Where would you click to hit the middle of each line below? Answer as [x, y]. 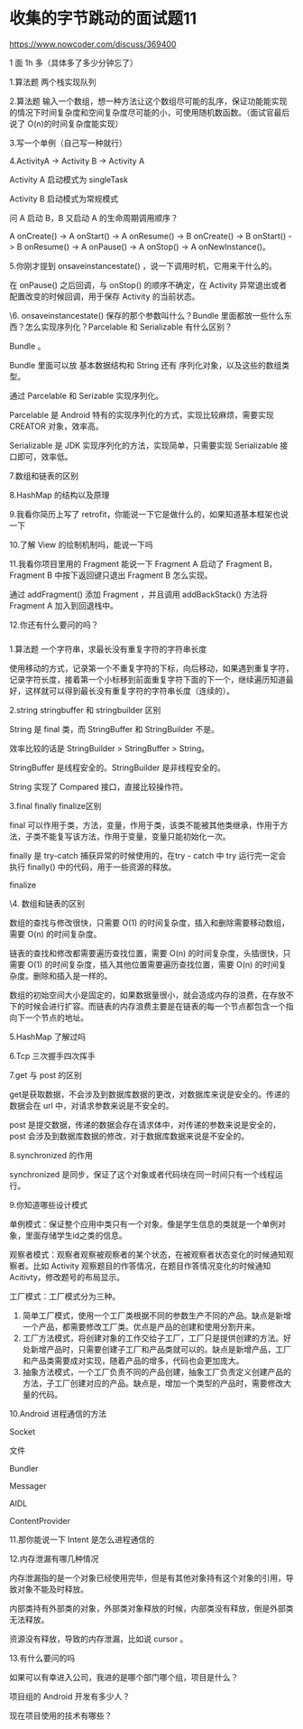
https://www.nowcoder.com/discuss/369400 [93, 44]
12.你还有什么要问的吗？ [54, 625]
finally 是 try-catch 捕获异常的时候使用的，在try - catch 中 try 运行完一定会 [148, 855]
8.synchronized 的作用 [51, 1155]
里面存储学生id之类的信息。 [76, 1235]
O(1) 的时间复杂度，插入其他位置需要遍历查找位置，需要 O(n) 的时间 [153, 964]
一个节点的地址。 [56, 1018]
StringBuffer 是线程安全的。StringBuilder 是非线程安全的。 [117, 767]
